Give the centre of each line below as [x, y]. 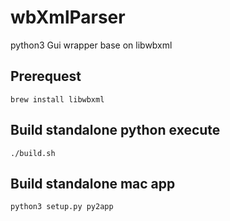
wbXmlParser [68, 17]
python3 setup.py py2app [62, 207]
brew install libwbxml [57, 99]
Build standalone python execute [115, 130]
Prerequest [46, 76]
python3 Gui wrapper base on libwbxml [91, 45]
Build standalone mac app [93, 183]
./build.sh [33, 153]
